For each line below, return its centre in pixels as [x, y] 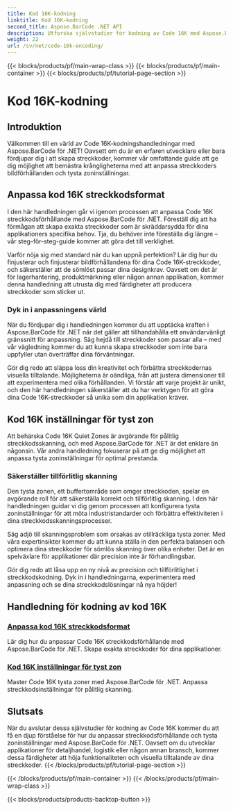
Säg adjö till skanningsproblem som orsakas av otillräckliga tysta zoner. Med [116, 534]
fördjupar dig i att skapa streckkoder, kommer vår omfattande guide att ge [113, 158]
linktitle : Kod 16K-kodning [48, 20]
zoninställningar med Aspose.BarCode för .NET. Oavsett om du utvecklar [111, 743]
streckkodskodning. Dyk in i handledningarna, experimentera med [101, 577]
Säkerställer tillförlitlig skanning [62, 476]
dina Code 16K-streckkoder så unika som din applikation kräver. [98, 398]
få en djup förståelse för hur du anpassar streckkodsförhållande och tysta [112, 736]
